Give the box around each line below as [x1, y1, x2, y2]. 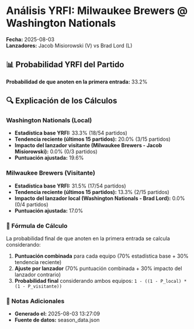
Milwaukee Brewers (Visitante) [6, 169, 95, 177]
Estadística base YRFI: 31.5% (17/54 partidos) [14, 182, 127, 189]
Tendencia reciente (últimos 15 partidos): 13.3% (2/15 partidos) [14, 188, 169, 195]
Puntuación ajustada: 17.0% [14, 207, 84, 214]
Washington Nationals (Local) [6, 116, 92, 124]
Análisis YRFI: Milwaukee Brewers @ [6, 4, 188, 18]
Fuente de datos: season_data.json [14, 317, 100, 324]
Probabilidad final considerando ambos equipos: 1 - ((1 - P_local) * [14, 278, 187, 285]
